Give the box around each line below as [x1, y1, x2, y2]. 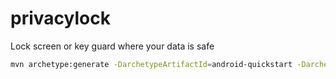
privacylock [10, 7, 111, 30]
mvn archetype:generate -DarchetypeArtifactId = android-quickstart [10, 59, 293, 69]
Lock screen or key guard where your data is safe [10, 40, 215, 52]
